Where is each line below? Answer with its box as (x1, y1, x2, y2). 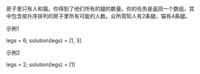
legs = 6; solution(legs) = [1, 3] (6, 37, 82, 44)
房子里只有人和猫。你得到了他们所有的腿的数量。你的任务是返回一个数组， (6, 5, 189, 12)
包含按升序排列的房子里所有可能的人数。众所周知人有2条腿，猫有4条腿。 (11, 12, 191, 20)
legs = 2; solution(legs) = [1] (6, 61, 76, 68)
